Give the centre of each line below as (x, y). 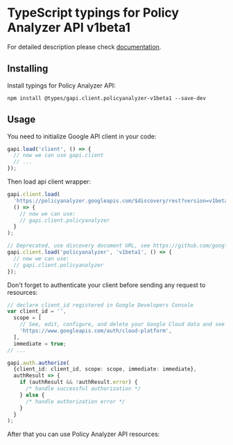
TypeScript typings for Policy (93, 13)
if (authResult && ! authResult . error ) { (79, 382)
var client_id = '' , (37, 311)
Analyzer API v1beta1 (69, 27)
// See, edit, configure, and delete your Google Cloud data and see (122, 325)
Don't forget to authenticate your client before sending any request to (106, 285)
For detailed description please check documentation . (84, 47)
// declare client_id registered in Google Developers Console (101, 305)
